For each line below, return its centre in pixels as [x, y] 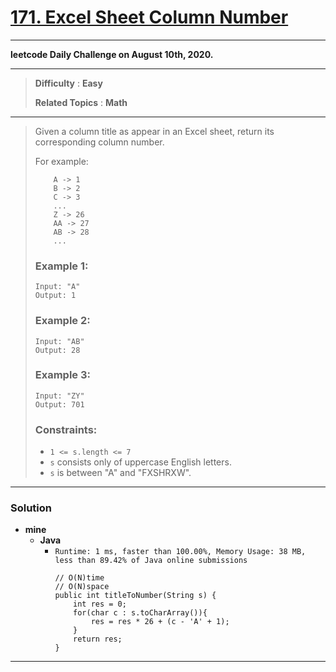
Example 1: [61, 266]
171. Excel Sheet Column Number [149, 17]
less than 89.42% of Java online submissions [151, 561]
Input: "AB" [59, 341]
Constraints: [66, 429]
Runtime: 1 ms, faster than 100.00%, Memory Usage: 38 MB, [180, 552]
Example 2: [62, 321]
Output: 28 [57, 350]
